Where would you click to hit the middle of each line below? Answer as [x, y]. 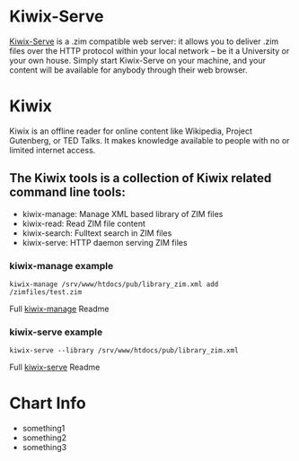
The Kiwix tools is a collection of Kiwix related [141, 178]
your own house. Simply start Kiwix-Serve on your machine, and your [138, 60]
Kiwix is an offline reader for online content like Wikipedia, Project [131, 131]
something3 [44, 448]
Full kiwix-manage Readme [59, 309]
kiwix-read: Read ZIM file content [84, 223]
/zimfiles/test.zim [46, 292]
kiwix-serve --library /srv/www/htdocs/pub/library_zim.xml [124, 351]
